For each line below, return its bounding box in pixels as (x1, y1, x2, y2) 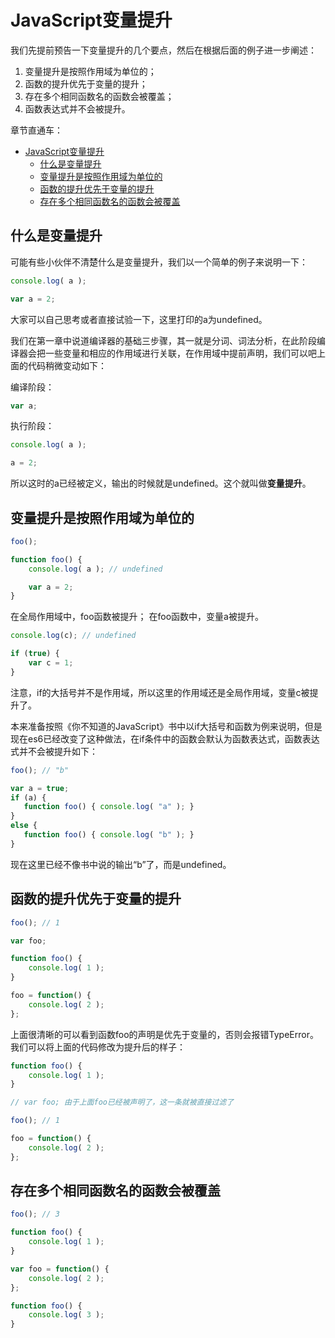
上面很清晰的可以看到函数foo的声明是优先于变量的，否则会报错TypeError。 (10, 1028, 319, 1040)
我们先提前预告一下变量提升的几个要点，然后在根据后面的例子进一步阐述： (10, 44, 317, 56)
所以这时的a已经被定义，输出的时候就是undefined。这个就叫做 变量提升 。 (10, 477, 312, 490)
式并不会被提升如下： (10, 745, 98, 757)
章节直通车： (10, 124, 63, 136)
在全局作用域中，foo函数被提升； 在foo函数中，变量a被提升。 (10, 611, 264, 623)
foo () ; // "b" (10, 765, 70, 775)
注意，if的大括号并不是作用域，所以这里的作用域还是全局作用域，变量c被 (10, 686, 310, 698)
